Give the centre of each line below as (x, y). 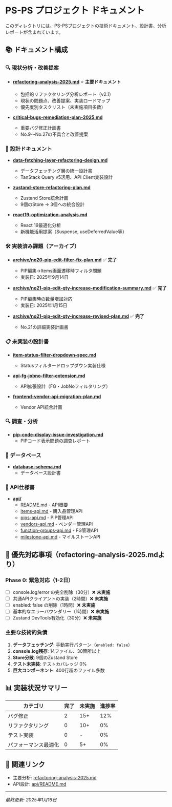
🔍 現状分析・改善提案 (32, 68)
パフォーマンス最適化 (34, 744)
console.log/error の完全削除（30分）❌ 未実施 (61, 592)
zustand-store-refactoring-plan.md (51, 187)
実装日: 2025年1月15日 (44, 305)
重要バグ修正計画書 (41, 128)
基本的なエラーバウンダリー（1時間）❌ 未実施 (61, 612)
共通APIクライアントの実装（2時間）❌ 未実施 (60, 599)
